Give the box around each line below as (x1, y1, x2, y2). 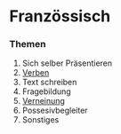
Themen (9, 38, 46, 51)
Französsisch (9, 6, 111, 27)
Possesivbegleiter (21, 105, 88, 116)
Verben (21, 67, 50, 78)
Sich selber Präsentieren (21, 58, 113, 68)
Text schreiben (21, 77, 77, 88)
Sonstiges (21, 114, 60, 125)
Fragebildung (21, 86, 71, 97)
